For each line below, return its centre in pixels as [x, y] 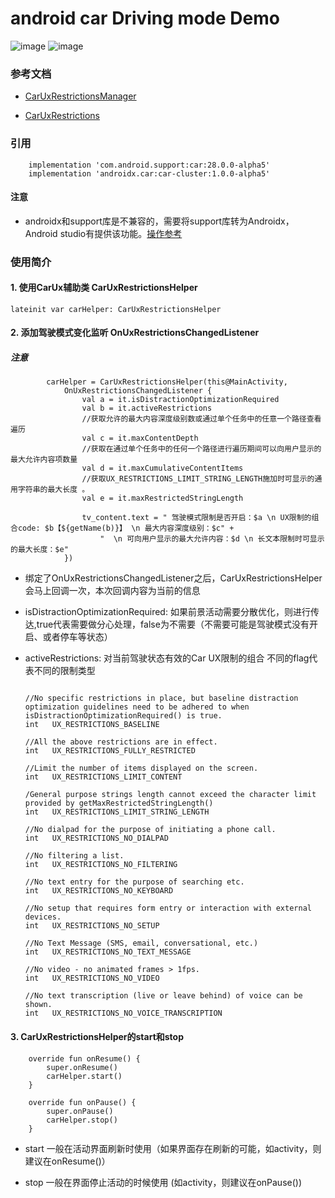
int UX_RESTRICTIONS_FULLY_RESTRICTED [110, 751]
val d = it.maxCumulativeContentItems [162, 468]
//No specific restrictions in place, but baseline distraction [161, 698]
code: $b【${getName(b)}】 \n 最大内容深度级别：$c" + [126, 528]
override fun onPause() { [82, 1102]
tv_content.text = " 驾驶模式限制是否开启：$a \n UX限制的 [196, 518]
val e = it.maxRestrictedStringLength [162, 498]
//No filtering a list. [74, 856]
